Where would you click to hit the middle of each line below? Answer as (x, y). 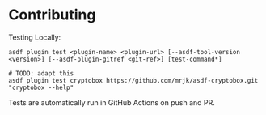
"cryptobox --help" (41, 87)
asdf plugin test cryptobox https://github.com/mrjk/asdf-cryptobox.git (133, 80)
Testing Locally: (35, 37)
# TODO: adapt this (41, 73)
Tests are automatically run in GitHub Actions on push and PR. (112, 102)
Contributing (52, 15)
